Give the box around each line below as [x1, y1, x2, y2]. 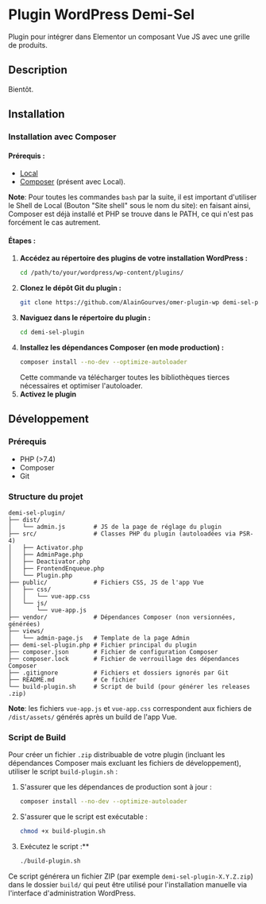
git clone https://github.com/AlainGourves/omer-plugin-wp [19, 299, 220, 307]
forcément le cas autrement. [8, 218, 101, 227]
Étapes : [8, 236, 36, 245]
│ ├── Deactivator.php [8, 558, 91, 566]
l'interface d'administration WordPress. [8, 888, 137, 898]
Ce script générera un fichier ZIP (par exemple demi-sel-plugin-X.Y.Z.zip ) [8, 871, 254, 881]
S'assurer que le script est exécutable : [19, 812, 148, 821]
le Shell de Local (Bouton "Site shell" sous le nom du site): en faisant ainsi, [8, 201, 252, 211]
